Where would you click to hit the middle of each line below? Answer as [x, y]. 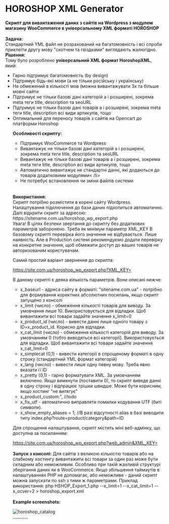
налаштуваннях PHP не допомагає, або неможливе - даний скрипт [85, 475]
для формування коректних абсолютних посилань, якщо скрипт [89, 295]
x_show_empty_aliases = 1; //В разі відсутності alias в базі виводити [92, 413]
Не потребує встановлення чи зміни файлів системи [77, 181]
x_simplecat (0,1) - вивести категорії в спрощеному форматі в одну [92, 354]
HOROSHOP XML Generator [64, 9]
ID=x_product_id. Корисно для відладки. [63, 327]
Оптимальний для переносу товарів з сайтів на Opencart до [77, 118]
